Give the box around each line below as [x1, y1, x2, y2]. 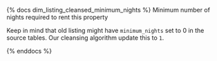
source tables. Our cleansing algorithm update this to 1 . [6, 34, 164, 42]
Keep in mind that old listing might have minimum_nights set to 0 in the [6, 27, 205, 34]
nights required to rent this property [6, 13, 108, 21]
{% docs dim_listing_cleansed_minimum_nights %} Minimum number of [6, 6, 210, 14]
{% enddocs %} [6, 47, 53, 55]
